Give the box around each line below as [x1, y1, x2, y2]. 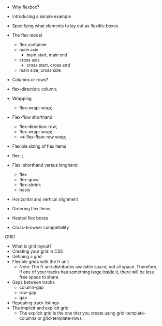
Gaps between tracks [12, 279, 55, 285]
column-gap [19, 284, 44, 290]
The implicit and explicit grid [12, 305, 69, 310]
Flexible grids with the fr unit [12, 259, 69, 264]
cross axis [19, 57, 40, 62]
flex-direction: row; [19, 124, 58, 129]
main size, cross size [19, 67, 61, 73]
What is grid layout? [12, 243, 52, 249]
